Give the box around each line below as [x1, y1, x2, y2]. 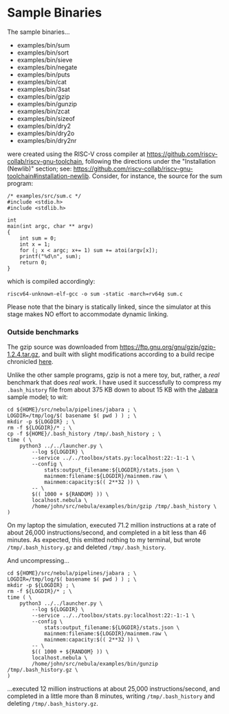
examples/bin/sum [17, 41, 70, 49]
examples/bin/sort [17, 48, 69, 57]
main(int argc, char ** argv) [7, 222, 94, 229]
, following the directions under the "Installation [81, 157, 216, 165]
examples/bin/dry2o [17, 129, 75, 137]
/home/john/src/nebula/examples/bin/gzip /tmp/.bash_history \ [32, 503, 217, 510]
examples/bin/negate [17, 63, 78, 71]
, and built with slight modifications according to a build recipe [38, 350, 215, 358]
